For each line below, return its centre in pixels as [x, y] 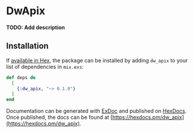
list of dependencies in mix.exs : [45, 66]
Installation [27, 46]
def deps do [21, 77]
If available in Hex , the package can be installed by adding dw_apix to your [97, 60]
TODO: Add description [36, 27]
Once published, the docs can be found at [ [60, 118]
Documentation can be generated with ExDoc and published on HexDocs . [96, 111]
